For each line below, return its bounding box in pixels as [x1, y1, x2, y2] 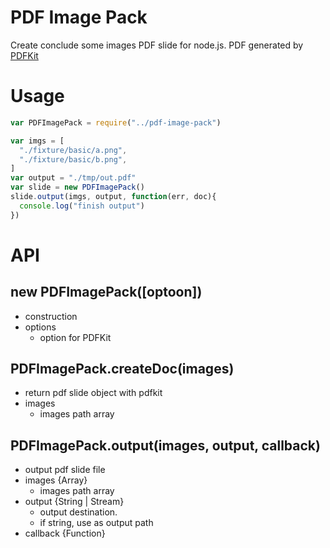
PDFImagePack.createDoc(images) [10, 361, 235, 378]
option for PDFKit [39, 331, 112, 343]
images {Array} [24, 474, 88, 486]
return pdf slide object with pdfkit [24, 387, 163, 399]
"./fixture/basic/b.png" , [19, 154, 128, 165]
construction [24, 310, 78, 322]
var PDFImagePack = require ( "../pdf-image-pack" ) [10, 117, 222, 128]
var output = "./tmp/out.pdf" [10, 173, 137, 183]
